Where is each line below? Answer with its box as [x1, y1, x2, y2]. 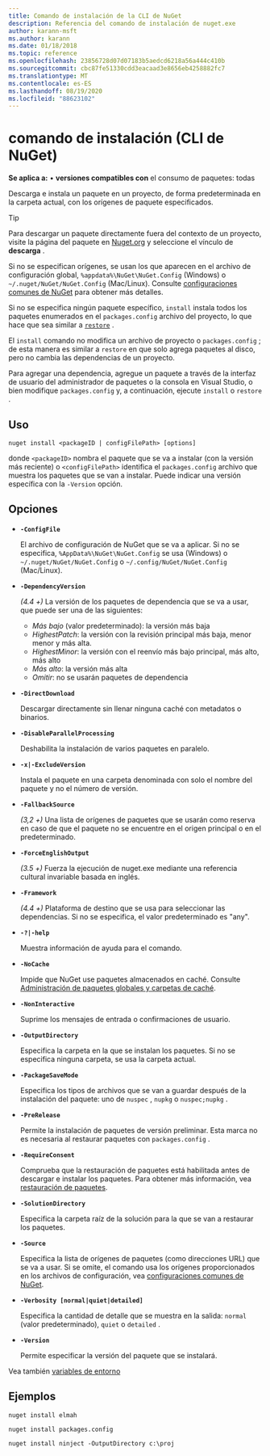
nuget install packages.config [8, 1425, 114, 1433]
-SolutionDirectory [19, 1199, 86, 1208]
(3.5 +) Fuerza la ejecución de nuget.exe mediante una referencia [19, 863, 238, 873]
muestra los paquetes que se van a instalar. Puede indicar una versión [8, 470, 242, 480]
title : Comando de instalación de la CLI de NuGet [8, 11, 182, 20]
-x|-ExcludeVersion [19, 760, 86, 768]
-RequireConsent [19, 1151, 75, 1159]
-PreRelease [19, 1111, 60, 1119]
